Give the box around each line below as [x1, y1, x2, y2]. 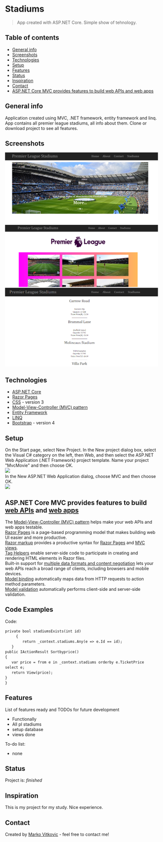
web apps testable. [5, 524, 43, 530]
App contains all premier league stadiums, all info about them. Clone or [5, 120, 147, 126]
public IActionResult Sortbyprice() [5, 649, 79, 654]
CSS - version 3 [12, 399, 44, 405]
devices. [5, 570, 22, 576]
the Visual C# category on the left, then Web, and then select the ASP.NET [5, 452, 154, 458]
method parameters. [5, 581, 46, 587]
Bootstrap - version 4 [12, 420, 55, 426]
